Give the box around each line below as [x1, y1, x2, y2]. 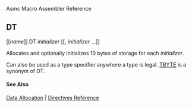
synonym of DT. [6, 67, 45, 74]
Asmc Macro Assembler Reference [6, 5, 92, 12]
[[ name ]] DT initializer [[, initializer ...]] [6, 38, 100, 45]
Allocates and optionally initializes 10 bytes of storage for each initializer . [6, 49, 184, 56]
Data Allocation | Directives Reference [6, 95, 99, 102]
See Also [6, 81, 29, 88]
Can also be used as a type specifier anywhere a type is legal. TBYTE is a [6, 61, 187, 68]
